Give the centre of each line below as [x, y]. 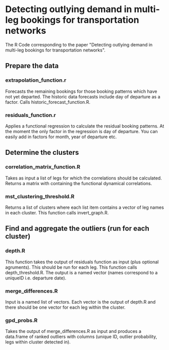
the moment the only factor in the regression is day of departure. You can [81, 131]
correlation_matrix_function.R [43, 167]
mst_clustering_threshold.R [40, 196]
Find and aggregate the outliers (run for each [77, 229]
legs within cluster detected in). [38, 342]
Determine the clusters [42, 153]
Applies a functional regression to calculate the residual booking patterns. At [85, 126]
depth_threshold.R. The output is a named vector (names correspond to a [81, 272]
